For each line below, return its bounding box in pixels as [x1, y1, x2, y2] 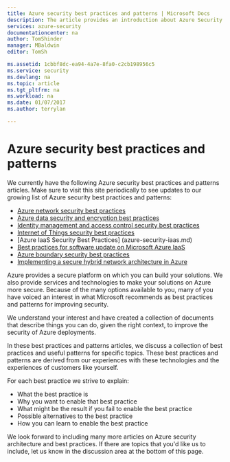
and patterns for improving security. [7, 300, 109, 308]
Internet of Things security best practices [16, 228, 135, 236]
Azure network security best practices [16, 206, 126, 214]
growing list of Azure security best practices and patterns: [7, 193, 172, 201]
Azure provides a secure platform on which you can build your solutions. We [7, 271, 223, 279]
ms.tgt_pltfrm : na [7, 87, 60, 93]
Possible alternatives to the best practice [16, 412, 133, 420]
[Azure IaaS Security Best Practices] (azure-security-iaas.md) [16, 235, 193, 244]
